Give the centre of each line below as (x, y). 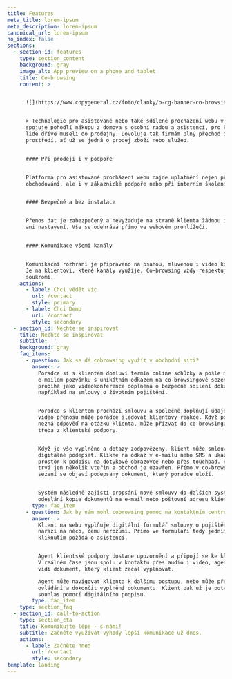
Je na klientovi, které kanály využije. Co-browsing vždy (110, 270)
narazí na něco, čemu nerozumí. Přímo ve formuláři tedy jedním (132, 531)
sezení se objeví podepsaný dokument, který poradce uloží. (126, 474)
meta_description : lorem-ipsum (52, 26)
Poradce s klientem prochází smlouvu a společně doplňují (123, 411)
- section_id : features (47, 52)
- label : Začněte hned (58, 646)
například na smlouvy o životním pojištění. (103, 393)
